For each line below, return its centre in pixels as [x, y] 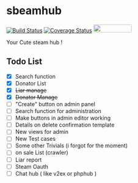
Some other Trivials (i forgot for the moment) [71, 146]
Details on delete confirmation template [65, 125]
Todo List [24, 62]
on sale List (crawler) [42, 153]
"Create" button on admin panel [55, 104]
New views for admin [42, 132]
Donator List [31, 83]
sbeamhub [34, 11]
